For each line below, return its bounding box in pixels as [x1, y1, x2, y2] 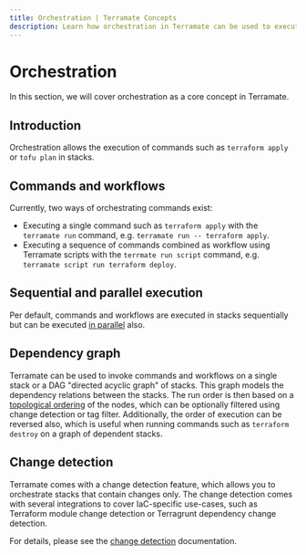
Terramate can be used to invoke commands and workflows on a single [9, 370, 278, 381]
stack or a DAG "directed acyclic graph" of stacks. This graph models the [9, 380, 284, 391]
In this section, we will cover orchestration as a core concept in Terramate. [9, 91, 290, 102]
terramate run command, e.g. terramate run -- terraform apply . [22, 230, 270, 241]
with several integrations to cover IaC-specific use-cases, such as [9, 498, 258, 509]
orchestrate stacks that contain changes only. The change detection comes [9, 488, 293, 499]
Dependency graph [9, 346, 121, 361]
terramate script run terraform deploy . [22, 259, 177, 270]
